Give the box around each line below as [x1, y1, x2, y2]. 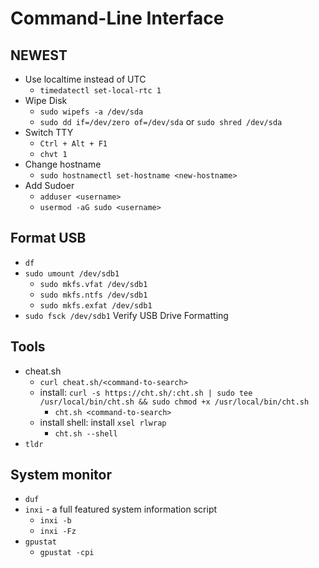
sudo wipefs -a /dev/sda [39, 107, 144, 117]
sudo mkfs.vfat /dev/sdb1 [39, 279, 148, 289]
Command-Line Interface [10, 7, 225, 30]
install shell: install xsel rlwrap [39, 416, 167, 428]
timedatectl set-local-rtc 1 [39, 86, 162, 96]
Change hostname [24, 158, 102, 170]
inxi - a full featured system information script [24, 503, 218, 516]
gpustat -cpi [39, 548, 95, 558]
